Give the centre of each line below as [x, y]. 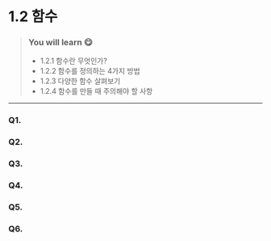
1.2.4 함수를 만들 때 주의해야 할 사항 [96, 91]
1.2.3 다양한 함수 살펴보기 [80, 81]
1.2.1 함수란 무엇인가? [73, 61]
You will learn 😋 [60, 43]
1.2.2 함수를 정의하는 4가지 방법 [90, 71]
